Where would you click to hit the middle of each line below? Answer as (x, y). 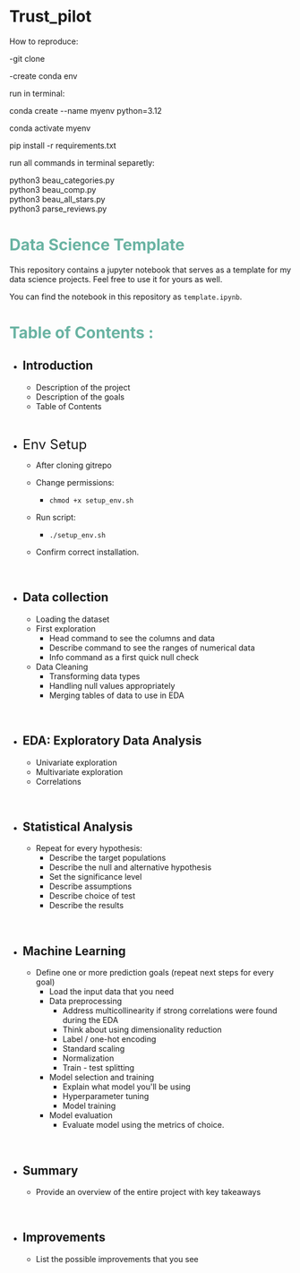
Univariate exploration (77, 762)
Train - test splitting (99, 1068)
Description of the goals (80, 397)
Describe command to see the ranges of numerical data (152, 648)
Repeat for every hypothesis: (89, 848)
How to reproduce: (44, 41)
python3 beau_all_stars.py (57, 199)
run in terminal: (37, 93)
